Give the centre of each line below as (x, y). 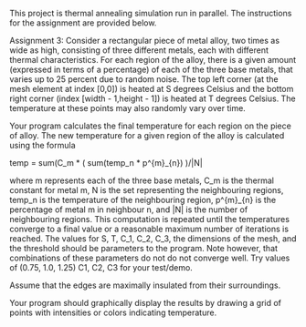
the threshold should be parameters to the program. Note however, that (144, 248)
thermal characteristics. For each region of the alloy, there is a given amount (153, 60)
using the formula (42, 145)
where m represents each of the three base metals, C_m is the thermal (142, 180)
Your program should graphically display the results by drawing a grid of (145, 303)
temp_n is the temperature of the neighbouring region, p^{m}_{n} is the (143, 200)
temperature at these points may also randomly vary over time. (128, 108)
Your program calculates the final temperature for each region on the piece (151, 126)
